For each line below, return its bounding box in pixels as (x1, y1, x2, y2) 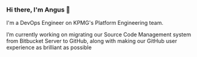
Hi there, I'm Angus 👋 (6, 5, 70, 14)
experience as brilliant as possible (6, 44, 92, 51)
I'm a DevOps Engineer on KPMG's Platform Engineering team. (6, 19, 163, 27)
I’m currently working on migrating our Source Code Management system (6, 31, 192, 38)
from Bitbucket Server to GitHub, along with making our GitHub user (6, 38, 177, 45)
